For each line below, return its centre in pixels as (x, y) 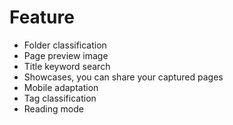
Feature (42, 17)
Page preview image (66, 55)
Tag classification (60, 98)
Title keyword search (67, 66)
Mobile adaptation (61, 87)
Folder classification (65, 45)
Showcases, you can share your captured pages (123, 77)
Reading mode (53, 108)
